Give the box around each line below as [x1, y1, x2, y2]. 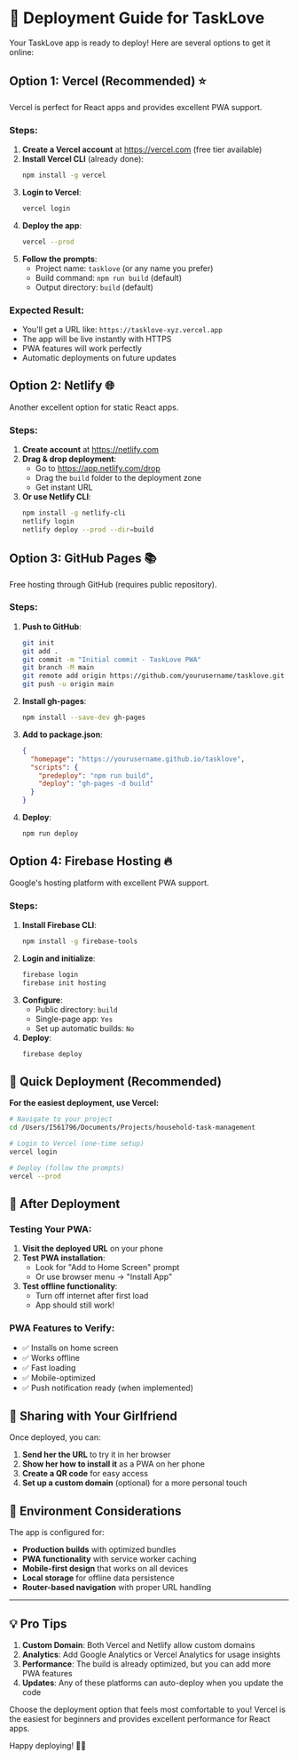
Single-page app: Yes [35, 1013, 114, 1024]
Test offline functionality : [21, 1281, 118, 1292]
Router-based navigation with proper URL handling [21, 1582, 212, 1593]
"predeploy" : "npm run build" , [38, 771, 154, 780]
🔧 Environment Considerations [9, 1503, 182, 1518]
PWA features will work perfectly [21, 342, 142, 354]
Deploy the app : [21, 220, 82, 230]
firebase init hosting [21, 978, 106, 988]
